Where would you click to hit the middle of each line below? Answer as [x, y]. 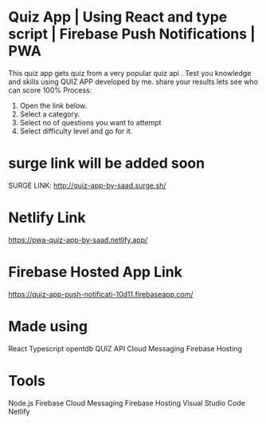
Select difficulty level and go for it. [76, 131]
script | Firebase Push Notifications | [132, 34]
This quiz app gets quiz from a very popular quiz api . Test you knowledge [130, 73]
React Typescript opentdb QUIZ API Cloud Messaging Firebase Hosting [125, 348]
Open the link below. [53, 105]
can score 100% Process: [50, 90]
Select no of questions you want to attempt [90, 122]
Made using [48, 326]
